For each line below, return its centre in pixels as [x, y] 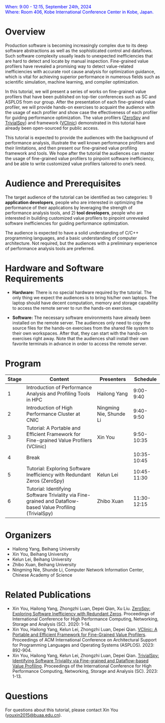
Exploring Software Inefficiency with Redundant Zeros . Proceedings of [83, 613]
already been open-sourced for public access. [52, 128]
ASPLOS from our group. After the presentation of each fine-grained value [80, 102]
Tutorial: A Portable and [54, 428]
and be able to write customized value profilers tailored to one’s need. [76, 164]
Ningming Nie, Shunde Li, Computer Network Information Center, [78, 570]
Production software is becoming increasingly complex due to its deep [76, 45]
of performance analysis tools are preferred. [50, 248]
